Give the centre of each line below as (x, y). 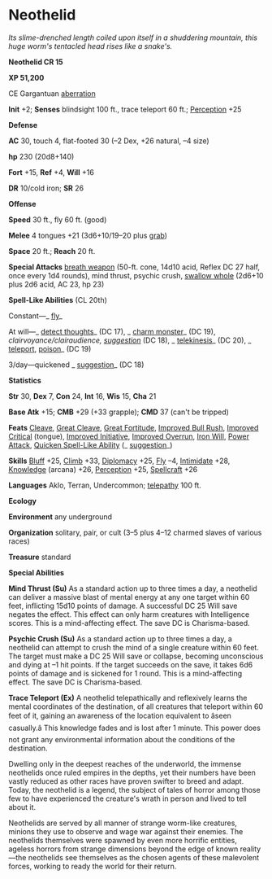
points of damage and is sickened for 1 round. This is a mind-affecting (125, 673)
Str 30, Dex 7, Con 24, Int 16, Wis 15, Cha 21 (82, 396)
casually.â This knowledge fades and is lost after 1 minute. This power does (135, 728)
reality (250, 849)
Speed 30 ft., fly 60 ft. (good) (58, 219)
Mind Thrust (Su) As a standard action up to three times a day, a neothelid (133, 588)
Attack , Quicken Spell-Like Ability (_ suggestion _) (91, 444)
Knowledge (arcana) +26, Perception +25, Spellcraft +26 (103, 469)
